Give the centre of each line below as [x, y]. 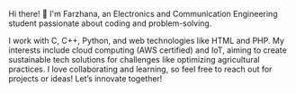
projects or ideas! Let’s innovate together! [85, 79]
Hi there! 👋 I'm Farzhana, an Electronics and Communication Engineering [143, 14]
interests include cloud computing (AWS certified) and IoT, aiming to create [148, 50]
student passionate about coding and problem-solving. [110, 23]
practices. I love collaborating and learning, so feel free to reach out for [140, 69]
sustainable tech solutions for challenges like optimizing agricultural [134, 59]
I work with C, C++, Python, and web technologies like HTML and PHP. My [146, 41]
